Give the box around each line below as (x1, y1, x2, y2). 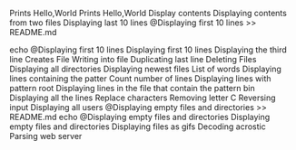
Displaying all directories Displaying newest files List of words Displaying (9, 63, 281, 74)
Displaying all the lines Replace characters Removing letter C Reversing (9, 92, 276, 103)
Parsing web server (9, 131, 83, 141)
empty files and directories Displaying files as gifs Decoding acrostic (9, 121, 266, 132)
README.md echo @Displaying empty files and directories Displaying (9, 112, 271, 122)
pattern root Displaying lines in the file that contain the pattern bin (9, 83, 256, 93)
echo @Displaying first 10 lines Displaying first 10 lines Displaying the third (9, 44, 288, 55)
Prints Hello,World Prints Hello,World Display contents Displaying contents (9, 8, 288, 18)
